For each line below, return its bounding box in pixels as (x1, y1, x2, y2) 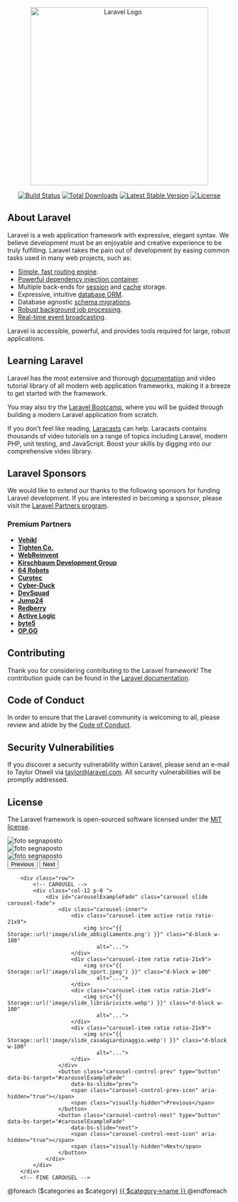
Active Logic (17, 611, 56, 620)
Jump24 (17, 596, 44, 605)
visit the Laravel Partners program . (7, 501, 109, 510)
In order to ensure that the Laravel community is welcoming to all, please (7, 713, 220, 721)
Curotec (17, 573, 43, 582)
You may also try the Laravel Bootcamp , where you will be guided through (7, 403, 224, 411)
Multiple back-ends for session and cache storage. (17, 282, 167, 291)
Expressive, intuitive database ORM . (17, 289, 124, 299)
